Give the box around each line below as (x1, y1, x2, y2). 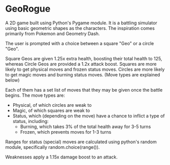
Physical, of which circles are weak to (12, 102, 92, 108)
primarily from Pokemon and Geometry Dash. (5, 30, 100, 36)
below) (5, 77, 20, 83)
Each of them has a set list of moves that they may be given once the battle (5, 87, 163, 93)
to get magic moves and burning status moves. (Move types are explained (5, 71, 160, 77)
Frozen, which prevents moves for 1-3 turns (20, 129, 112, 135)
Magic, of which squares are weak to (12, 107, 90, 113)
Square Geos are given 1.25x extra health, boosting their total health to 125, (5, 55, 162, 61)
